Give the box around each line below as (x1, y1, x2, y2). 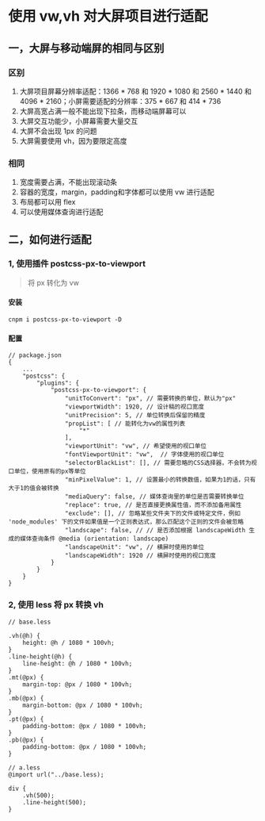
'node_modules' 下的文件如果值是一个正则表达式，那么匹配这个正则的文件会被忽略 (8, 518, 244, 526)
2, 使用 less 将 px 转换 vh (8, 600, 104, 611)
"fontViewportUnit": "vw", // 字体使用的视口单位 (64, 451, 225, 458)
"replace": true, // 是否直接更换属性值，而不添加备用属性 (64, 501, 242, 509)
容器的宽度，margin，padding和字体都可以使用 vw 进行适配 (19, 187, 215, 197)
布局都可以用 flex (19, 198, 76, 207)
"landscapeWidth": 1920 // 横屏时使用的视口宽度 (64, 552, 216, 560)
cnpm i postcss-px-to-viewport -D (8, 316, 123, 324)
